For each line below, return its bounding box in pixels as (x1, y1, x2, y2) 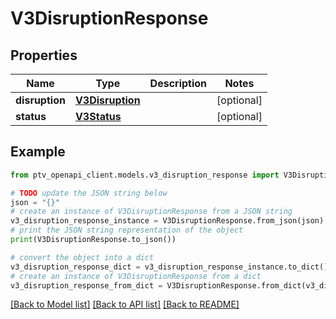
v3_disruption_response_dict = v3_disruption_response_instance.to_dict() (10, 262, 329, 272)
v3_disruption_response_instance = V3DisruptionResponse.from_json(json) (10, 216, 325, 226)
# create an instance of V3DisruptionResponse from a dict (10, 271, 262, 281)
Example (10, 143, 66, 161)
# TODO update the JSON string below (10, 188, 168, 198)
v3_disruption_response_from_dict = (10, 280, 163, 291)
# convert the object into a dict (10, 252, 155, 262)
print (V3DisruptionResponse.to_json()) (10, 235, 177, 245)
